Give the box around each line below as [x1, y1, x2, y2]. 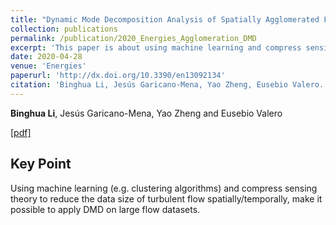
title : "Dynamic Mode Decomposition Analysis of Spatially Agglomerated [10, 14, 320, 25]
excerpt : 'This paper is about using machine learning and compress [10, 42, 302, 53]
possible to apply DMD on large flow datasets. [10, 203, 201, 215]
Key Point [10, 156, 72, 173]
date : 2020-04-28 [10, 52, 83, 62]
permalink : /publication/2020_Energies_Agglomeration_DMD [10, 33, 257, 43]
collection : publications [10, 24, 118, 34]
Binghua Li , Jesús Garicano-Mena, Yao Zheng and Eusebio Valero [10, 107, 283, 119]
